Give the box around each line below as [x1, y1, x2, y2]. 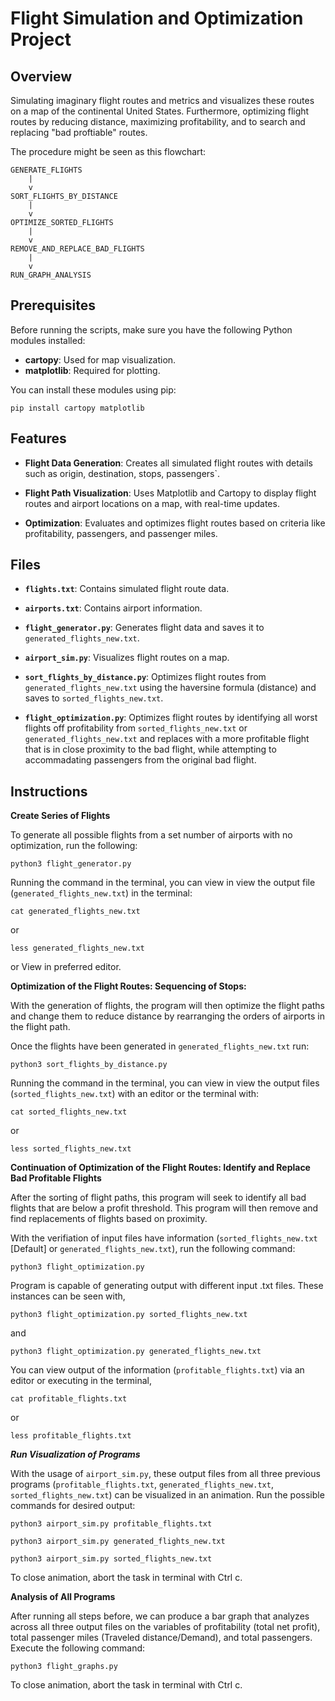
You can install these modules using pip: [10, 383, 177, 396]
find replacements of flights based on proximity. [10, 1213, 208, 1225]
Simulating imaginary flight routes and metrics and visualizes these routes [10, 95, 315, 106]
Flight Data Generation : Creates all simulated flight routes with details [24, 457, 313, 469]
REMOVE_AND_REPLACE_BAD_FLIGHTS [10, 244, 145, 254]
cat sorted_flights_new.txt [10, 1107, 128, 1117]
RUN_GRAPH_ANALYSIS [10, 270, 92, 280]
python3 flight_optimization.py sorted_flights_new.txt [10, 1310, 248, 1320]
